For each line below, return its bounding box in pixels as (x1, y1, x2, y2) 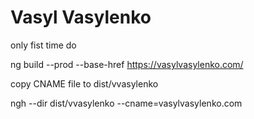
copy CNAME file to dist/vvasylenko (10, 77, 159, 90)
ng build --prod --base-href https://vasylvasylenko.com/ (10, 58, 244, 70)
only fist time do (10, 39, 77, 51)
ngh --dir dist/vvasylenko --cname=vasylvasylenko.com (10, 97, 243, 109)
